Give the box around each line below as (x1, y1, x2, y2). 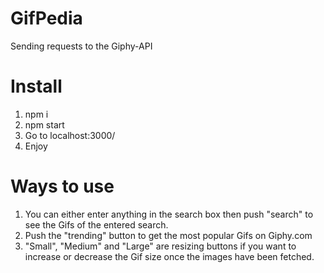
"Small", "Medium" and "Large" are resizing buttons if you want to (24, 240, 297, 252)
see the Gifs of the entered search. (24, 218, 169, 231)
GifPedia (10, 7, 83, 30)
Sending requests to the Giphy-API (10, 40, 153, 52)
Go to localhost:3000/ (24, 129, 116, 141)
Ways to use (10, 175, 115, 198)
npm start (24, 118, 65, 131)
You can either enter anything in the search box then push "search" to (24, 208, 314, 220)
